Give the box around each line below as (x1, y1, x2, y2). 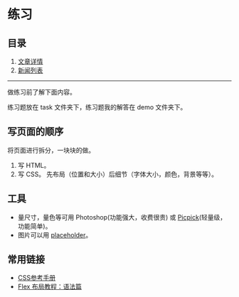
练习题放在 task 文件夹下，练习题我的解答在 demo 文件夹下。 (7, 103, 187, 111)
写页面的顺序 (7, 126, 64, 138)
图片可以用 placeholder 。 (17, 230, 92, 239)
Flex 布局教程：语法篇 (17, 282, 82, 291)
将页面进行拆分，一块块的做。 (7, 146, 95, 154)
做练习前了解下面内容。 (7, 88, 76, 96)
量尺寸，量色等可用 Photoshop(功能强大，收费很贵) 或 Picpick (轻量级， (17, 212, 227, 221)
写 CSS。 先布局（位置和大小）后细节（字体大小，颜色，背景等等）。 (17, 170, 218, 178)
